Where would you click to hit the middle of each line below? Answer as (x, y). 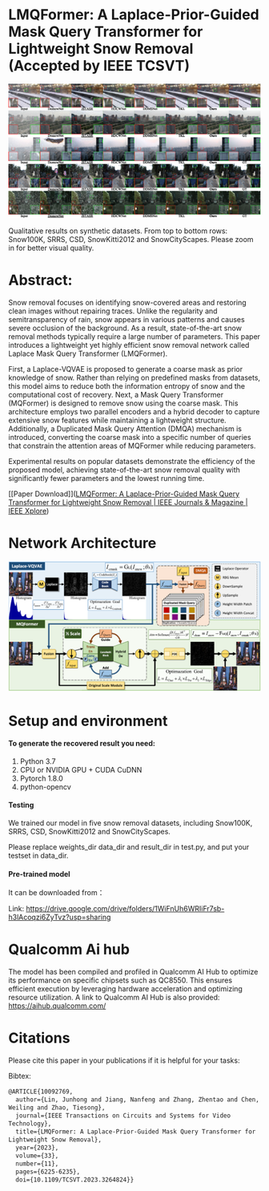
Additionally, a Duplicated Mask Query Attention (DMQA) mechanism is (125, 429)
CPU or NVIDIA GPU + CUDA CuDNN (81, 769)
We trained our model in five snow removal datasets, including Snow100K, (130, 823)
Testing (21, 805)
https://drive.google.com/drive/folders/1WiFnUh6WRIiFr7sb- (125, 909)
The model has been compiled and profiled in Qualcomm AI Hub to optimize (133, 972)
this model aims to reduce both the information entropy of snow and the (127, 386)
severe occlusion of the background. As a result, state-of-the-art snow (125, 328)
